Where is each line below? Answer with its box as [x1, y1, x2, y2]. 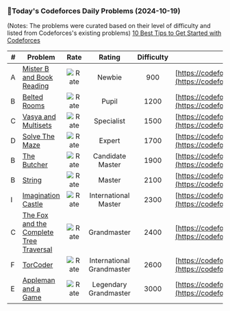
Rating [99, 53, 121, 62]
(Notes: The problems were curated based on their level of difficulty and [7, 22, 211, 30]
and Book [22, 73, 53, 82]
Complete [22, 227, 54, 237]
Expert [99, 136, 120, 146]
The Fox [22, 210, 49, 220]
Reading [22, 82, 49, 91]
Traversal [22, 245, 53, 254]
